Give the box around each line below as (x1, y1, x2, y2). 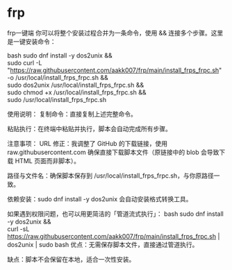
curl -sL (7, 224, 30, 233)
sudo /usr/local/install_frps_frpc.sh (7, 95, 107, 103)
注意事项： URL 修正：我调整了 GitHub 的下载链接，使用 (7, 139, 168, 147)
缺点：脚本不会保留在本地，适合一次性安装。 (7, 255, 135, 263)
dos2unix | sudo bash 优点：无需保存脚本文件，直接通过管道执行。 (7, 240, 199, 248)
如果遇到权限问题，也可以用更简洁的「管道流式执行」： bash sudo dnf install (7, 210, 224, 218)
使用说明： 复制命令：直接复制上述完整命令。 (7, 110, 137, 118)
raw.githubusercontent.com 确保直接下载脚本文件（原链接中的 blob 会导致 (7, 148, 219, 156)
